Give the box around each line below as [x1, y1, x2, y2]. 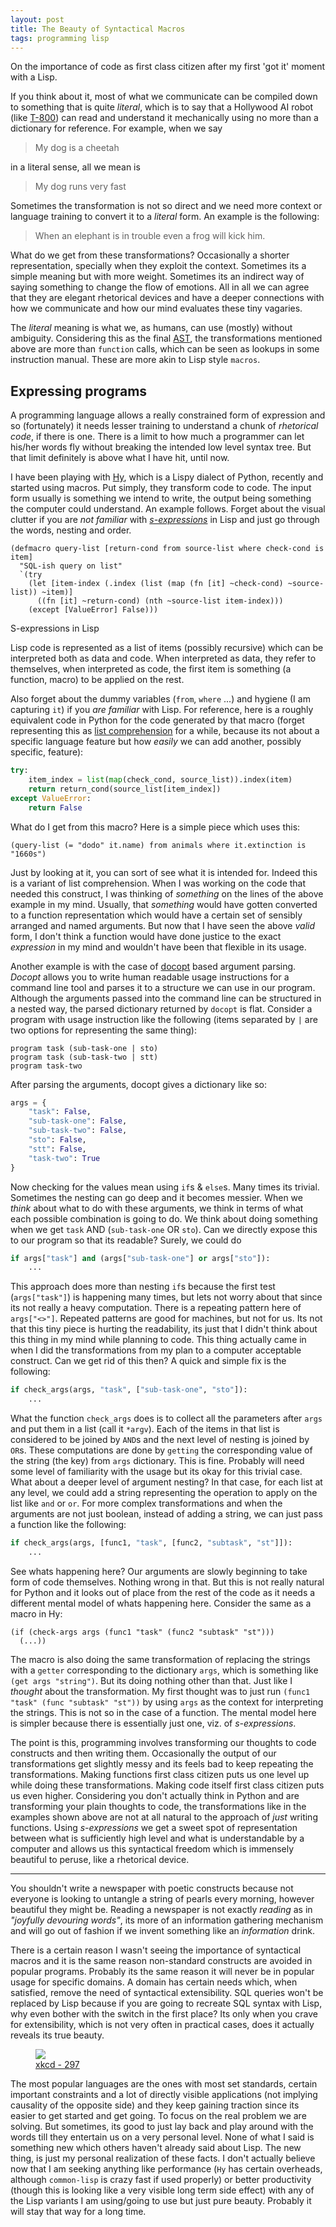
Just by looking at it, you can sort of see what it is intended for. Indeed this [10, 866, 318, 878]
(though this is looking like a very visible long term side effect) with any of [10, 2184, 315, 2196]
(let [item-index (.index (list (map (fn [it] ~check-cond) [28, 579, 284, 589]
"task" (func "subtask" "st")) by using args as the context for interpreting [10, 1696, 324, 1708]
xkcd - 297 [35, 2058, 80, 2070]
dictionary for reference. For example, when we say [10, 122, 223, 135]
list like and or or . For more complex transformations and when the [10, 1497, 283, 1510]
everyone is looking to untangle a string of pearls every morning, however [10, 1892, 315, 1905]
